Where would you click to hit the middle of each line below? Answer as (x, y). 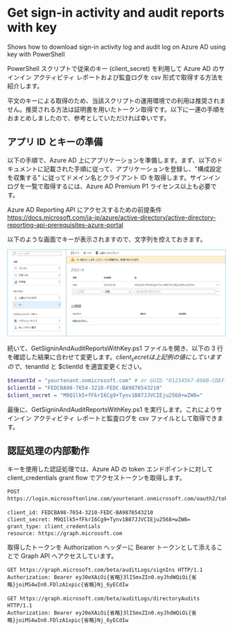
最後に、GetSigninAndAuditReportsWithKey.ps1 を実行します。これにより (112, 409)
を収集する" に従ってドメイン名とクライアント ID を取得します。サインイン (114, 177)
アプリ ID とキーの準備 (55, 142)
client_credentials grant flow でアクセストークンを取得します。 (96, 477)
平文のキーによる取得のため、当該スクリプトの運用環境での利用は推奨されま (116, 100)
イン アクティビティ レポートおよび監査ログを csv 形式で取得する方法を (121, 77)
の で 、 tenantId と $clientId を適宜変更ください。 (76, 367)
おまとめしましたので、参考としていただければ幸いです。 (89, 118)
